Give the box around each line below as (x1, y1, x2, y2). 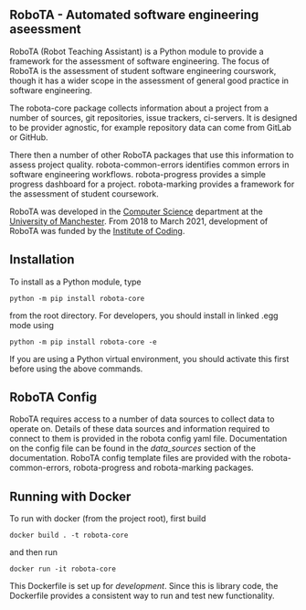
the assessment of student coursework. (9, 187, 160, 199)
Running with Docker (9, 488, 132, 504)
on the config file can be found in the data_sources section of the (9, 443, 256, 454)
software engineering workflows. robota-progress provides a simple (9, 168, 267, 179)
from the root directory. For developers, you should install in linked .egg (9, 310, 279, 321)
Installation (9, 251, 75, 268)
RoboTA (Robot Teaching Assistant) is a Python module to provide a (9, 46, 264, 57)
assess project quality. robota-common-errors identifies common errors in (9, 159, 290, 170)
